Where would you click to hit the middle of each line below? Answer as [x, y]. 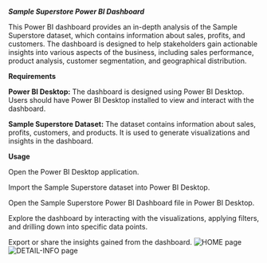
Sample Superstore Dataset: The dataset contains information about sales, [132, 124]
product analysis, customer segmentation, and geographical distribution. [128, 61]
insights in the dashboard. [51, 141]
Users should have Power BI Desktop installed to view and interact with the [132, 100]
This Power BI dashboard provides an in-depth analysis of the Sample [123, 27]
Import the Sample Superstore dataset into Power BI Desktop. [109, 187]
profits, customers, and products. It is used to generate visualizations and [129, 132]
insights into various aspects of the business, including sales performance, [131, 52]
